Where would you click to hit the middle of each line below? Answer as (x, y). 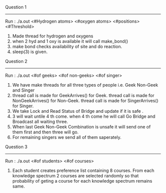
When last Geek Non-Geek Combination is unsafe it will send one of (81, 127)
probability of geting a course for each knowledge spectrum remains (82, 181)
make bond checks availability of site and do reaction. (67, 47)
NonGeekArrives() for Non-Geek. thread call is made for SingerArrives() (85, 101)
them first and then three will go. (45, 132)
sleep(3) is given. (30, 52)
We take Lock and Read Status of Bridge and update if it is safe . (78, 111)
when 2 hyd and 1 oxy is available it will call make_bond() (70, 41)
